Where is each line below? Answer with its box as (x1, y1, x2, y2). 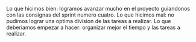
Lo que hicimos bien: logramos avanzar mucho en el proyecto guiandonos (6, 5, 191, 12)
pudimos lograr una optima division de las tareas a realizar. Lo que (6, 18, 171, 24)
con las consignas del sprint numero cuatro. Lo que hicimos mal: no (6, 11, 175, 18)
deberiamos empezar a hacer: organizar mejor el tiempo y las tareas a (6, 24, 181, 31)
